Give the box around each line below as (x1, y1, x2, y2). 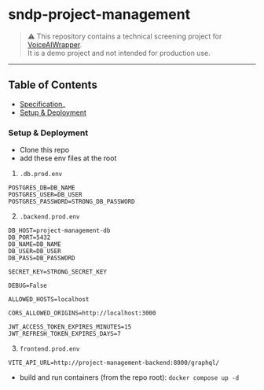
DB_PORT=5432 (8, 234, 51, 241)
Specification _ (19, 99, 66, 109)
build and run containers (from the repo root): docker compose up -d (19, 373, 240, 382)
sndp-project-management (8, 6, 191, 24)
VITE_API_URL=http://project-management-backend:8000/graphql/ (8, 359, 220, 367)
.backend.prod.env (19, 213, 80, 221)
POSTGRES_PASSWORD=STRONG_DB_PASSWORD (8, 198, 135, 206)
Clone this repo (19, 145, 69, 155)
